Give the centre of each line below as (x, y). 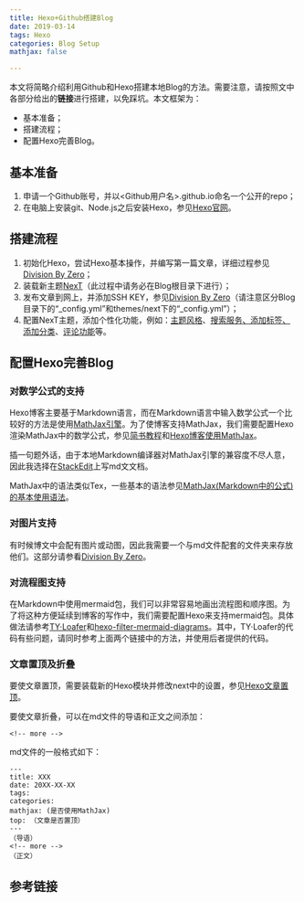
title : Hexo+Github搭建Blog (62, 18)
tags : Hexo (30, 35)
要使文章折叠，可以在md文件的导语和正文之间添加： (107, 716)
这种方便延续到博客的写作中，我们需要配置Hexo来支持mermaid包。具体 (159, 615)
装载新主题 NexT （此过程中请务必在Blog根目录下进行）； (127, 285)
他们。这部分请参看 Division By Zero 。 (80, 556)
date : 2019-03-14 (42, 27)
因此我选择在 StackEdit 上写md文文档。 (81, 466)
